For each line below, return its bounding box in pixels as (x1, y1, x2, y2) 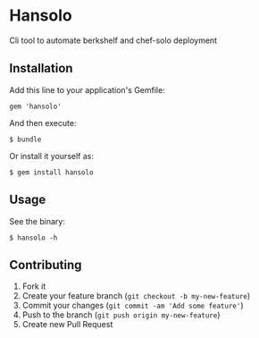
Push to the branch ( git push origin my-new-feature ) (21, 309, 221, 320)
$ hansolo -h (9, 233, 58, 242)
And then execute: (9, 117, 77, 128)
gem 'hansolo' (9, 102, 63, 111)
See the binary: (9, 215, 65, 226)
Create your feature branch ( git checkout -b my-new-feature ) (21, 291, 251, 301)
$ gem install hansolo (9, 167, 94, 177)
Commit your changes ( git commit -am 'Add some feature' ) (21, 300, 244, 311)
